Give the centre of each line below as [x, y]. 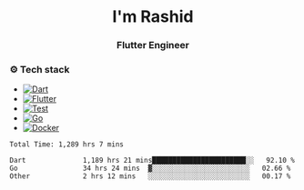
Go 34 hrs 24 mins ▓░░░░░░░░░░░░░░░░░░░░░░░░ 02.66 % [150, 169]
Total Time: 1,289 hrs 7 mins [67, 145]
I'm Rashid [153, 17]
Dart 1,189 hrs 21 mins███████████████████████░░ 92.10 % [152, 161]
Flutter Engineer [153, 45]
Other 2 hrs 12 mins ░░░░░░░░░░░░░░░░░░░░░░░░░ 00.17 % [150, 176]
